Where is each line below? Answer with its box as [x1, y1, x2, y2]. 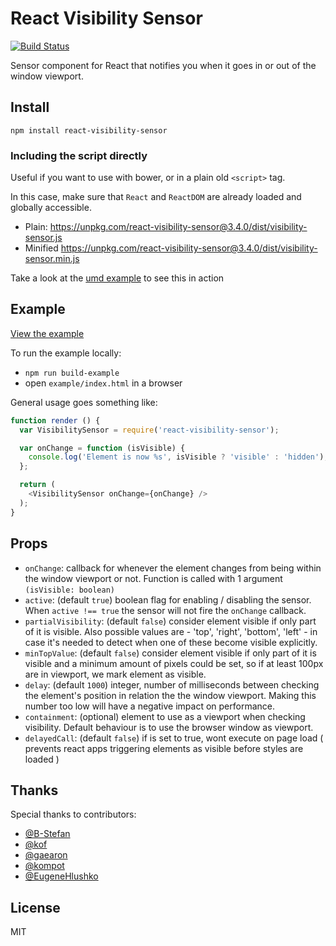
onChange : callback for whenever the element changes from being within [24, 562, 322, 574]
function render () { [10, 415, 101, 426]
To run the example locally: [10, 347, 122, 359]
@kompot [24, 860, 65, 872]
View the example [10, 327, 85, 339]
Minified [24, 242, 59, 254]
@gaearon [24, 849, 68, 861]
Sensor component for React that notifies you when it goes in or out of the [10, 59, 317, 71]
